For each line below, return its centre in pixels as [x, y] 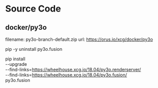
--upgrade [16, 64]
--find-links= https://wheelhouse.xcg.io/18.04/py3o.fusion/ [66, 75]
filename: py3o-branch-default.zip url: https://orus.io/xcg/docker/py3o [79, 39]
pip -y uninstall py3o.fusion [34, 49]
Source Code [33, 9]
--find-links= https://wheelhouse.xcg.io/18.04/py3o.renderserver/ [73, 69]
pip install [15, 59]
